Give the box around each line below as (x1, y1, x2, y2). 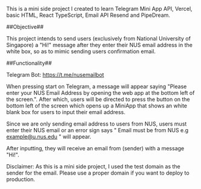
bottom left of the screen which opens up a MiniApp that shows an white (6, 102, 188, 109)
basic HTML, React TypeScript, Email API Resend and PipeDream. (6, 11, 171, 19)
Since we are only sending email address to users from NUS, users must (6, 120, 187, 127)
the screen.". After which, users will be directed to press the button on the (6, 96, 191, 103)
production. (6, 176, 35, 183)
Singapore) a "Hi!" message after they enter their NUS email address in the (6, 42, 193, 48)
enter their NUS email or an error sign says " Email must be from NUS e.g (6, 127, 189, 133)
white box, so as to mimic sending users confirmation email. (6, 48, 156, 55)
